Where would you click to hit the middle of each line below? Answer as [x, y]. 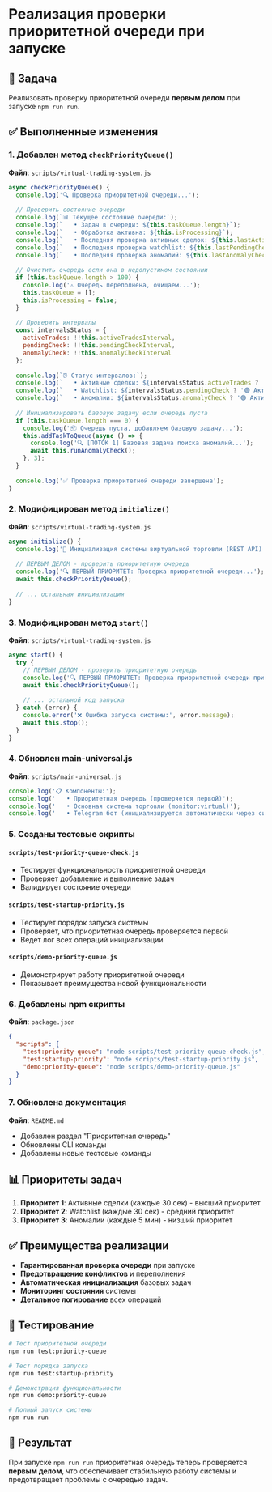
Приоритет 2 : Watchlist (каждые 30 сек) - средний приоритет [127, 1212]
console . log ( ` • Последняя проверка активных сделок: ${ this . [126, 240]
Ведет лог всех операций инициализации [91, 939]
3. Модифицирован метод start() [79, 623]
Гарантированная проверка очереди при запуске [108, 1265]
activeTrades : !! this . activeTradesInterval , [99, 338]
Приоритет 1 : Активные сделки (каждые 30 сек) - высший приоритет [140, 1203]
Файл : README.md [36, 1120]
